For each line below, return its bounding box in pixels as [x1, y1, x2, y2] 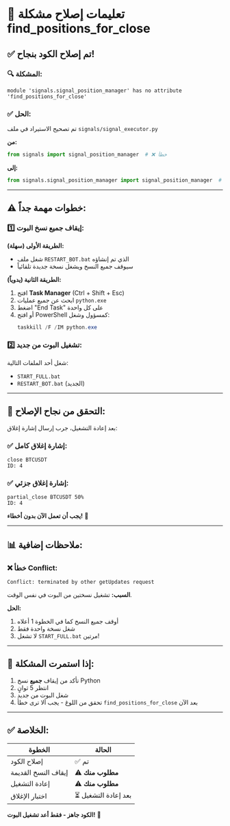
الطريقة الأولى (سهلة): [7, 241, 64, 250]
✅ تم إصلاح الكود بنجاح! [7, 48, 95, 60]
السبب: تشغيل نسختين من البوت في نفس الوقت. [7, 590, 132, 599]
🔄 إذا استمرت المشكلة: [7, 658, 94, 670]
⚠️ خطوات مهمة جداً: [7, 202, 87, 214]
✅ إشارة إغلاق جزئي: [7, 478, 69, 488]
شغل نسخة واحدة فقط [16, 624, 75, 633]
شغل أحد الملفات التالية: [7, 358, 68, 366]
